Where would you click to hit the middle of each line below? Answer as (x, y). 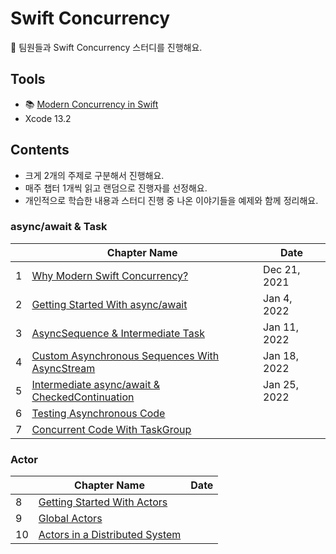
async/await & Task (59, 227)
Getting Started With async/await (109, 304)
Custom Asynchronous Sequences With (125, 355)
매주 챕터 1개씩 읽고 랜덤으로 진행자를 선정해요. (116, 188)
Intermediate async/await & (96, 384)
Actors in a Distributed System (110, 535)
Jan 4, (278, 298)
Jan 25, (281, 384)
